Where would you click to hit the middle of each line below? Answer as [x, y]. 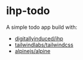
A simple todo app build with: [42, 27]
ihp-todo [28, 11]
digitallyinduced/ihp [39, 38]
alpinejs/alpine [32, 51]
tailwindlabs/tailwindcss [44, 45]
